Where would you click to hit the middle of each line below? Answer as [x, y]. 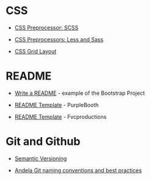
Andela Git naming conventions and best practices [78, 170]
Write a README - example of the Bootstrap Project [79, 93]
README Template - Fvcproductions [61, 116]
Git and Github [43, 142]
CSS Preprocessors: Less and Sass [59, 39]
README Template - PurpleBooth [57, 105]
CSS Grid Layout [35, 51]
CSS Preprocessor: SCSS [46, 28]
